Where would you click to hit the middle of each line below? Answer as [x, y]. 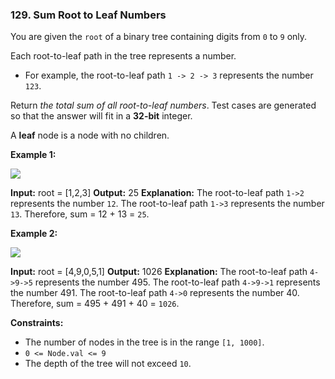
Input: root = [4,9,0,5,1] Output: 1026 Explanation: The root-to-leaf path [159, 272]
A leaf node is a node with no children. [90, 135]
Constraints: [37, 323]
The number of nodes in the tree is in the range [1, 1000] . [144, 342]
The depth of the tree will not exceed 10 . [108, 364]
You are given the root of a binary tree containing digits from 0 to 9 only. [159, 37]
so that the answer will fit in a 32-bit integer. [101, 116]
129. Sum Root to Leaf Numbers [88, 15]
